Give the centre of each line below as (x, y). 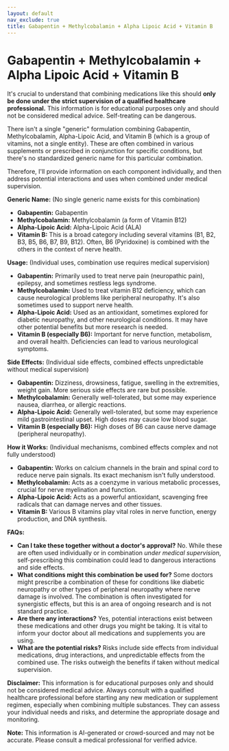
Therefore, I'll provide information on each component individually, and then (114, 172)
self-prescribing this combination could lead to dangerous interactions (116, 560)
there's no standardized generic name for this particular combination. (105, 158)
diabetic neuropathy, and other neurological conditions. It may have (112, 320)
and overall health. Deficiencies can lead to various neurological (108, 341)
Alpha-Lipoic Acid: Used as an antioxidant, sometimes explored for (112, 313)
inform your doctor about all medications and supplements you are (111, 634)
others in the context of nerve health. (69, 249)
